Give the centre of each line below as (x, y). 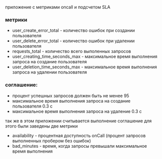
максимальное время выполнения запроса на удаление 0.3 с (77, 111)
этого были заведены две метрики (41, 126)
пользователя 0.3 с (32, 106)
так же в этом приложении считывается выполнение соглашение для (79, 121)
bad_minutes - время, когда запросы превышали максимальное (80, 146)
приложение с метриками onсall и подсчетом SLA (58, 7)
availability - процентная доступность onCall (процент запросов (79, 135)
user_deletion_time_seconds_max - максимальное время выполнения (84, 67)
